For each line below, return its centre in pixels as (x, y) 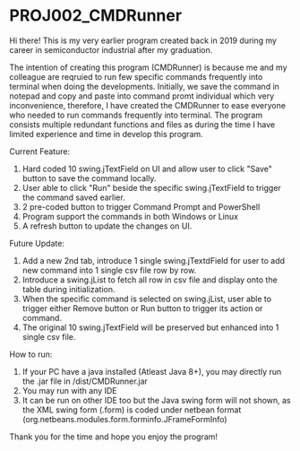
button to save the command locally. (89, 178)
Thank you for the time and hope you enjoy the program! (113, 437)
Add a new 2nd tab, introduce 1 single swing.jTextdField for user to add (153, 260)
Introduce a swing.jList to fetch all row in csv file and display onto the (150, 280)
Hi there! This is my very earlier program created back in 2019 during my (143, 40)
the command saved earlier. (73, 197)
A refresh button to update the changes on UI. (107, 226)
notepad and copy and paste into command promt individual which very (142, 96)
